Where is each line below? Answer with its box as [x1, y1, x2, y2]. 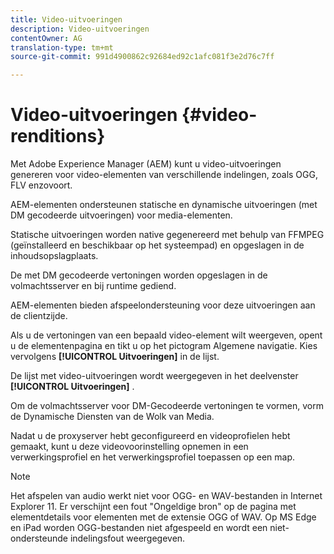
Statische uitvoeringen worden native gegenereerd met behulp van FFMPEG [10, 229, 325, 241]
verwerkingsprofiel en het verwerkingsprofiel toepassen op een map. [10, 451, 295, 463]
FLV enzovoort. [10, 179, 73, 191]
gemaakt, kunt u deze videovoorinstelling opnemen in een [10, 441, 249, 453]
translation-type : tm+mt [10, 42, 114, 53]
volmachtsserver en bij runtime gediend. [10, 280, 177, 292]
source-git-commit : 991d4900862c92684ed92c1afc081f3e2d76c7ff [10, 52, 275, 62]
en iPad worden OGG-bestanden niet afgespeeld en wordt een [10, 522, 268, 534]
